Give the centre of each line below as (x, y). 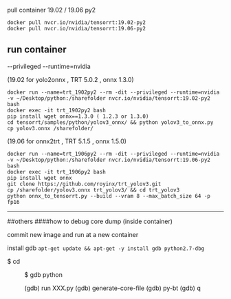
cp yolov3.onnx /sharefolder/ (51, 128)
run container (37, 50)
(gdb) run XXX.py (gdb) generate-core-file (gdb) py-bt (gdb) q (112, 288)
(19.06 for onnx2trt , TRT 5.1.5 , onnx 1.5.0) (67, 141)
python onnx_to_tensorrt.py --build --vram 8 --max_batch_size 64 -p (109, 196)
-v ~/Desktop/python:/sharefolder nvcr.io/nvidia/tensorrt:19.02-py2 (109, 98)
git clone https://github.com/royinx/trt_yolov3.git (84, 184)
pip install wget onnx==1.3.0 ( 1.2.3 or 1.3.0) (78, 116)
